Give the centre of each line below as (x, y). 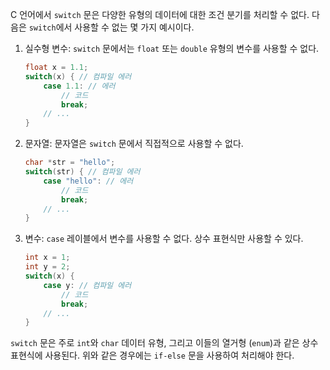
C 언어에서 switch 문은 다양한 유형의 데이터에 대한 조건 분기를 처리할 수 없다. (160, 14)
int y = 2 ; (47, 267)
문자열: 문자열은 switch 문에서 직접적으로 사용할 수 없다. (134, 144)
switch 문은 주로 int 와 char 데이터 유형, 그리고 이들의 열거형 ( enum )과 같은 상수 (164, 343)
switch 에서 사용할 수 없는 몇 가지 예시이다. (111, 27)
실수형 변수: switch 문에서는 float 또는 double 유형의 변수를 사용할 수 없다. (172, 48)
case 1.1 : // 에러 (79, 86)
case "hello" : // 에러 (88, 181)
